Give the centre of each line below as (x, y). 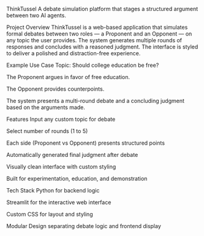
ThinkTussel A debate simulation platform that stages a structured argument (102, 9)
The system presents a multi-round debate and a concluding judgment (96, 101)
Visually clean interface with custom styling (61, 167)
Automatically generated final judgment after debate (72, 155)
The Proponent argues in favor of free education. (68, 77)
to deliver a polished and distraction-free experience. (74, 53)
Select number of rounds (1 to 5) (47, 131)
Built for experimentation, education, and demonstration (77, 178)
